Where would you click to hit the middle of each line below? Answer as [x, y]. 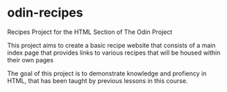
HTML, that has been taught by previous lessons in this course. [98, 80]
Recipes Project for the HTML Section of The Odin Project [90, 32]
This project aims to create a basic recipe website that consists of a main [112, 45]
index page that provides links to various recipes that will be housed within [114, 53]
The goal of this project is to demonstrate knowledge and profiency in [107, 73]
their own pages [31, 59]
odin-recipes [45, 13]
